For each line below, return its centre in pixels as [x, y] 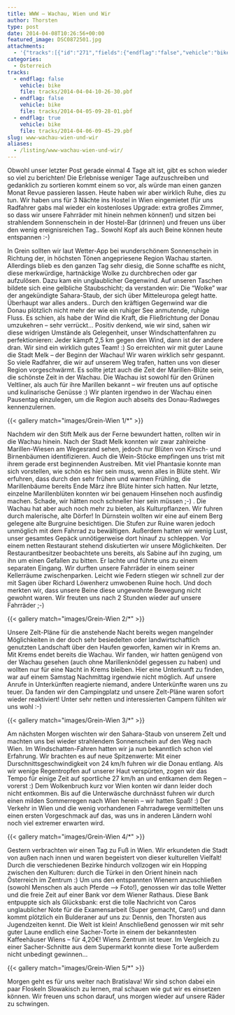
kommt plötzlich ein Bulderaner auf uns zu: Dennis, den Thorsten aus [107, 917]
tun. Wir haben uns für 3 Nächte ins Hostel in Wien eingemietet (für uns [110, 200]
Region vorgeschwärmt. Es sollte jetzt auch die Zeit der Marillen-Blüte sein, [115, 370]
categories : [24, 59]
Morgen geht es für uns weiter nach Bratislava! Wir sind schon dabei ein [111, 981]
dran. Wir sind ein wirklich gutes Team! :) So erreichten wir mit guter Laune [115, 348]
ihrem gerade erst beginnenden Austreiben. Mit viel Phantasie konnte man [114, 464]
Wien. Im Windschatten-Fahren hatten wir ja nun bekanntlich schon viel [110, 749]
